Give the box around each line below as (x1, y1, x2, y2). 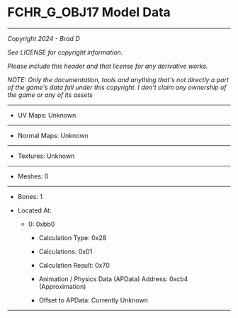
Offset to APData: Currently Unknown (38, 295, 149, 305)
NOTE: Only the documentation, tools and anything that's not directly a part (7, 75, 229, 84)
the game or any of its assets (7, 90, 93, 99)
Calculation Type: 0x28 (38, 233, 107, 242)
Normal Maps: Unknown (17, 131, 89, 140)
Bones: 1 (17, 192, 42, 200)
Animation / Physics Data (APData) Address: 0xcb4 (38, 274, 188, 283)
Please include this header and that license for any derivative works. (7, 62, 208, 70)
